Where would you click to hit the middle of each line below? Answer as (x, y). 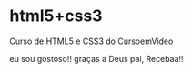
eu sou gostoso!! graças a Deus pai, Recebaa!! (96, 58)
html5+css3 (56, 16)
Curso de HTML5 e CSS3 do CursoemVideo (91, 41)
